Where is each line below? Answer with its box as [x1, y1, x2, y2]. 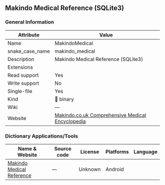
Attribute [18, 31, 40, 38]
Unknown [78, 166, 101, 173]
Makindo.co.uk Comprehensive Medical [55, 112, 146, 119]
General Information [5, 19, 55, 26]
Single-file [7, 88, 32, 94]
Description [7, 56, 34, 62]
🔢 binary [55, 95, 74, 102]
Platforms [105, 148, 129, 155]
